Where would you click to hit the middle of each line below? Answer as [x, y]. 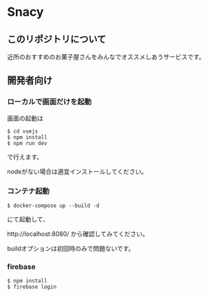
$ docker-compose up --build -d [53, 206]
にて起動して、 [28, 219]
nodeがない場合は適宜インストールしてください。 [77, 171]
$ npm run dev [27, 143]
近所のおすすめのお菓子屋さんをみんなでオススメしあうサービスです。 [106, 57]
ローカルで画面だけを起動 [49, 102]
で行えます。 [25, 157]
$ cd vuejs [23, 131]
